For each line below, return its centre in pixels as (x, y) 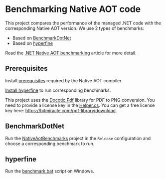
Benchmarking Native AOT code (73, 9)
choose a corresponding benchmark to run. (50, 144)
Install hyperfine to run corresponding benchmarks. (58, 90)
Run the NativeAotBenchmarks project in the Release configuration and (78, 138)
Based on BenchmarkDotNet (42, 38)
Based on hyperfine (33, 43)
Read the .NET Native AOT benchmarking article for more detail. (71, 53)
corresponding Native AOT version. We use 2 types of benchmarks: (75, 28)
